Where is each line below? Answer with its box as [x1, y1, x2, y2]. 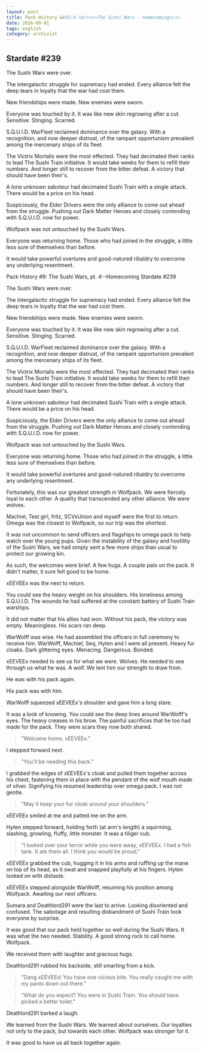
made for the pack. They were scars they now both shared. [6, 723, 153, 730]
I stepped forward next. [6, 746, 64, 753]
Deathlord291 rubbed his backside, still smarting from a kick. [6, 962, 156, 969]
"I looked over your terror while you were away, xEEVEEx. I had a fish [20, 841, 191, 848]
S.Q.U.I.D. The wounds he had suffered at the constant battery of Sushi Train [6, 597, 195, 605]
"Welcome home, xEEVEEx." [20, 735, 91, 742]
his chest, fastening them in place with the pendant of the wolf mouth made [6, 776, 193, 783]
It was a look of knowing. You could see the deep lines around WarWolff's [6, 710, 188, 717]
